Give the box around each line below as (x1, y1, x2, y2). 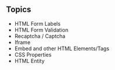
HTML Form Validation (14, 26, 69, 33)
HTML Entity (14, 57, 45, 64)
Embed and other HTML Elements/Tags (14, 45, 110, 52)
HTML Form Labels (14, 20, 61, 27)
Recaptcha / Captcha (14, 32, 66, 40)
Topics (6, 5, 32, 15)
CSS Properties (14, 51, 52, 58)
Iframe (14, 38, 31, 45)
